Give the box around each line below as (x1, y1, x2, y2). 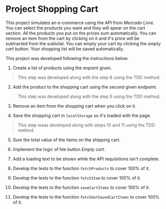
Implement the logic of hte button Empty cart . (12, 146, 105, 152)
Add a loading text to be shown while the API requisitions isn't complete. (12, 156, 160, 162)
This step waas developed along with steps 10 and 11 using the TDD (17, 122, 155, 128)
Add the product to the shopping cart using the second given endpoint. (12, 84, 157, 90)
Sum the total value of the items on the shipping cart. (12, 137, 121, 143)
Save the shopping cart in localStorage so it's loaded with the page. (12, 112, 152, 119)
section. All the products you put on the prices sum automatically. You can (5, 30, 157, 36)
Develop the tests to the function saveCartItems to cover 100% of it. (12, 184, 150, 190)
